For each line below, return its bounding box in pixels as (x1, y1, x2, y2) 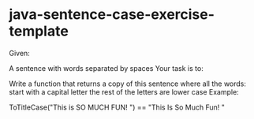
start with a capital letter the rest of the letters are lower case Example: (9, 87, 239, 96)
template (9, 22, 69, 40)
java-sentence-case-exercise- (9, 6, 215, 24)
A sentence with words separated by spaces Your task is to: (9, 63, 204, 73)
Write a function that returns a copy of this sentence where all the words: (9, 79, 247, 88)
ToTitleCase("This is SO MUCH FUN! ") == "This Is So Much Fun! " (9, 102, 226, 112)
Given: (9, 48, 30, 58)
